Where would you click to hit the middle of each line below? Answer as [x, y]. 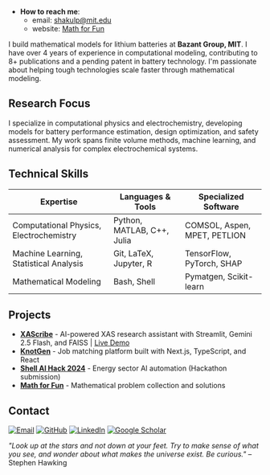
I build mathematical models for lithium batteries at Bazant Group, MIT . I [128, 44]
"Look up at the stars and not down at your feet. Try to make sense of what [133, 446]
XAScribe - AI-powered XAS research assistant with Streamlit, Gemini [136, 334]
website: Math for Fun [68, 29]
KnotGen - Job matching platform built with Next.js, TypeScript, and [133, 351]
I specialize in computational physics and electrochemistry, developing [125, 123]
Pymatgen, [205, 276]
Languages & [145, 196]
